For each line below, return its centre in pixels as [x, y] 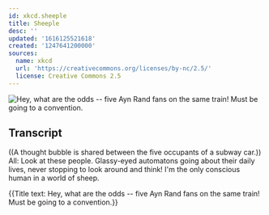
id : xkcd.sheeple [38, 16]
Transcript [35, 133]
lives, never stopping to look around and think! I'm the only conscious [124, 170]
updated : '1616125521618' [52, 38]
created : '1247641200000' [52, 46]
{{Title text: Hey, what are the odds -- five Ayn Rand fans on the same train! [134, 194]
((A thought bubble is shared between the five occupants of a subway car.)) [135, 152]
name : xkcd [34, 61]
